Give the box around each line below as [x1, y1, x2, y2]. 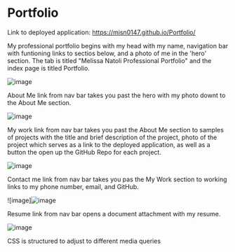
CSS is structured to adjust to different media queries [7, 237, 161, 245]
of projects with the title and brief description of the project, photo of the [7, 133, 217, 141]
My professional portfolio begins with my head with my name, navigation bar [7, 41, 229, 50]
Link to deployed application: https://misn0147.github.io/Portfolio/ [7, 28, 196, 36]
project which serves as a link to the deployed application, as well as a [7, 140, 210, 148]
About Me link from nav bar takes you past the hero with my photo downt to [7, 91, 226, 99]
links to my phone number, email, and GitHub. [7, 182, 139, 190]
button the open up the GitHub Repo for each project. [7, 148, 161, 156]
